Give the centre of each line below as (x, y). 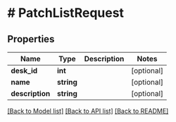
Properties (31, 39)
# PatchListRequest (66, 13)
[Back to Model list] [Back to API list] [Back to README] (88, 111)
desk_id (24, 71)
